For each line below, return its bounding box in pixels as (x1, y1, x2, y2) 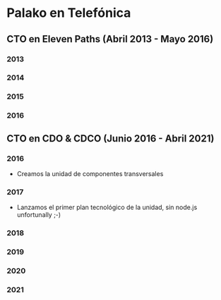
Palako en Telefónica (6, 5, 131, 21)
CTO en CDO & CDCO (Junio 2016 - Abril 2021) (6, 132, 215, 144)
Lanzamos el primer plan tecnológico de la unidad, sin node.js (16, 203, 198, 212)
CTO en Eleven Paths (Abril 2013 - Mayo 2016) (6, 33, 214, 45)
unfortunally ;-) (16, 211, 61, 219)
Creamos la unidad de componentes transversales (16, 169, 164, 177)
